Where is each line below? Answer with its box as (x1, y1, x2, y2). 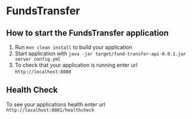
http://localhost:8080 (14, 69, 72, 75)
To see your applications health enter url (6, 101, 106, 108)
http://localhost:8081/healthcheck (6, 107, 95, 113)
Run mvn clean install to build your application (14, 43, 132, 51)
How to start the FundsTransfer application (6, 28, 169, 38)
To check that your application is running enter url (14, 61, 138, 68)
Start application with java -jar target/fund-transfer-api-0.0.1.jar (14, 50, 187, 57)
